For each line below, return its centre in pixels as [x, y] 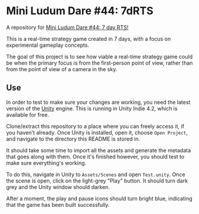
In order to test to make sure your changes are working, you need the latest [98, 102]
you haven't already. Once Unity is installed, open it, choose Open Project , [97, 132]
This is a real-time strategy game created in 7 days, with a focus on [89, 39]
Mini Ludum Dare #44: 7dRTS [80, 11]
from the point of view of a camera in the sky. [62, 69]
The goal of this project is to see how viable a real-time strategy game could [99, 56]
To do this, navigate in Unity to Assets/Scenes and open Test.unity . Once [96, 174]
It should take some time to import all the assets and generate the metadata [99, 150]
